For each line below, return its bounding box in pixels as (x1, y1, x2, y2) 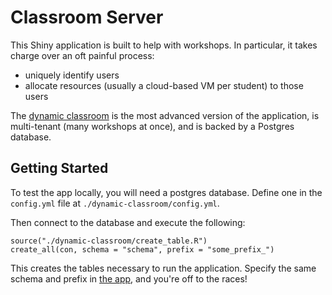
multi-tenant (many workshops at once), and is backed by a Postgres (10, 120, 295, 132)
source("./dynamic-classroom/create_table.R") (10, 236, 208, 246)
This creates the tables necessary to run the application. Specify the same (10, 262, 317, 274)
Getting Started (10, 160, 109, 177)
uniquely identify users (24, 69, 120, 81)
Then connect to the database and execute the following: (10, 216, 246, 228)
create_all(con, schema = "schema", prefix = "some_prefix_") (10, 244, 275, 255)
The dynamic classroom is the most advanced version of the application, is (10, 109, 320, 121)
